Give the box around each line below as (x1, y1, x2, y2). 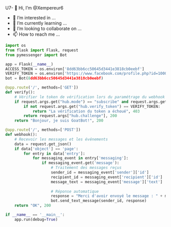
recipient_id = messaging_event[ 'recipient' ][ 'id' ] (50, 175, 163, 180)
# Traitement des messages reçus (50, 165, 122, 171)
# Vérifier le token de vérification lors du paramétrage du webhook (14, 94, 165, 99)
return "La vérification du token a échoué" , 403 (32, 108, 140, 114)
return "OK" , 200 (14, 203, 51, 208)
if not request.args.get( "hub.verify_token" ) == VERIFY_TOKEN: (23, 104, 160, 109)
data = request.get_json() (14, 141, 72, 147)
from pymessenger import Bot (5, 52, 67, 58)
